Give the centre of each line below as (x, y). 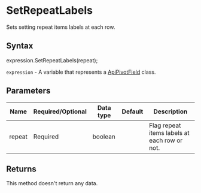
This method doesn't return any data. (52, 183)
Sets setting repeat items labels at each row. (61, 27)
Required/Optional (60, 111)
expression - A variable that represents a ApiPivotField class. (81, 72)
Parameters (28, 91)
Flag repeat (165, 125)
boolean (104, 137)
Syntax (20, 46)
